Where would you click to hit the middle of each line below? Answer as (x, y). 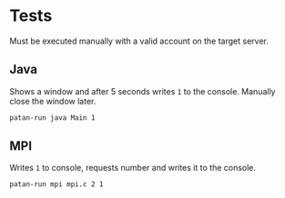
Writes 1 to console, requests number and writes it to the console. (133, 168)
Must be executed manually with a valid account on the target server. (139, 41)
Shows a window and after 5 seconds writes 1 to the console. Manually (142, 91)
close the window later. (53, 101)
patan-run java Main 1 (52, 118)
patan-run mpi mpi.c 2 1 (56, 184)
